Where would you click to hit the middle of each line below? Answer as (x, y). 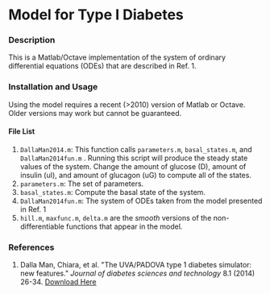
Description (32, 40)
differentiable (42, 226)
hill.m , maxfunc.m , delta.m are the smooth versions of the (116, 217)
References (31, 247)
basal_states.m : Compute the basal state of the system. (112, 192)
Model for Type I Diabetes (96, 15)
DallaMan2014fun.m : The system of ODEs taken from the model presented (141, 201)
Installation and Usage (53, 87)
